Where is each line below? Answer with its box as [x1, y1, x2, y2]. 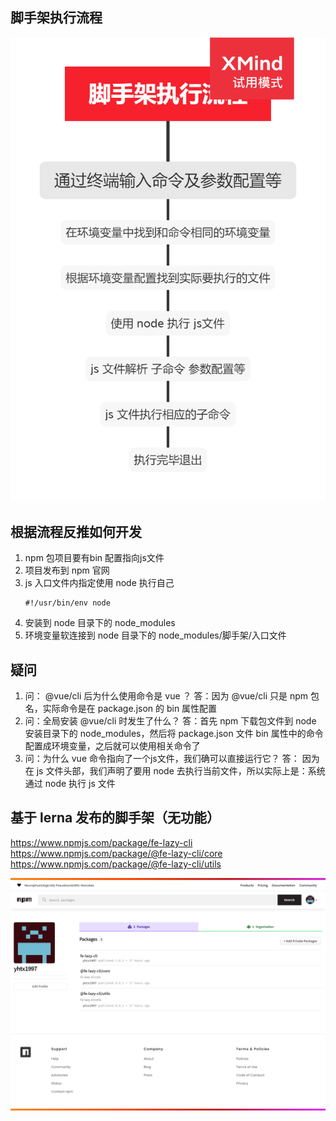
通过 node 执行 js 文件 [24, 778, 116, 790]
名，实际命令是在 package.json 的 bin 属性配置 [24, 703, 218, 715]
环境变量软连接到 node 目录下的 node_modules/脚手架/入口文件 [24, 629, 287, 642]
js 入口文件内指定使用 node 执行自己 [24, 577, 175, 589]
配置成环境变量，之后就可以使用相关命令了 [24, 740, 201, 752]
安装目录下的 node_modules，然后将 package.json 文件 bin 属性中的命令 [24, 728, 324, 740]
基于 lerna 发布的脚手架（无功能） [10, 809, 221, 827]
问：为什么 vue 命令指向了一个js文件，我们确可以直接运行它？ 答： [24, 753, 300, 765]
